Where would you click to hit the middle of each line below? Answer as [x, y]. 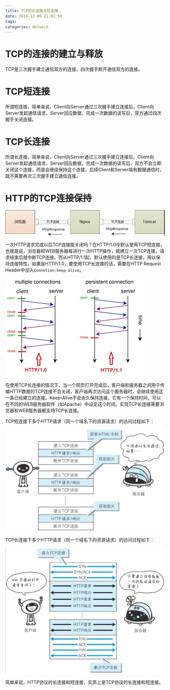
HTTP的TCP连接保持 [49, 199]
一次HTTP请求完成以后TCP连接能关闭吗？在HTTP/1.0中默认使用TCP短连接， [85, 245]
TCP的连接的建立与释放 [54, 54]
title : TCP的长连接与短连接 [32, 11]
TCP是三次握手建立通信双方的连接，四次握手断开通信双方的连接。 [74, 69]
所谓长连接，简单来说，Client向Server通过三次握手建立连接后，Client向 [80, 157]
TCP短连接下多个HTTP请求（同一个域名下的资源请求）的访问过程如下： [80, 421]
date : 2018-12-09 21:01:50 [34, 16]
